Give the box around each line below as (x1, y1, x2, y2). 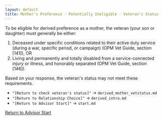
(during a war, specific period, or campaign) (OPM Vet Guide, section (12, 45, 152, 51)
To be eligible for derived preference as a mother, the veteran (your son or (5, 25, 155, 31)
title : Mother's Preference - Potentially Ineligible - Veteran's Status (5, 12, 159, 17)
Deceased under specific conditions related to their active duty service (12, 40, 156, 45)
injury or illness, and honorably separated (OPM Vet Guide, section (12, 60, 147, 66)
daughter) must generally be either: (5, 30, 77, 36)
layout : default (5, 7, 38, 12)
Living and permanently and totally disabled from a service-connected (12, 55, 154, 61)
